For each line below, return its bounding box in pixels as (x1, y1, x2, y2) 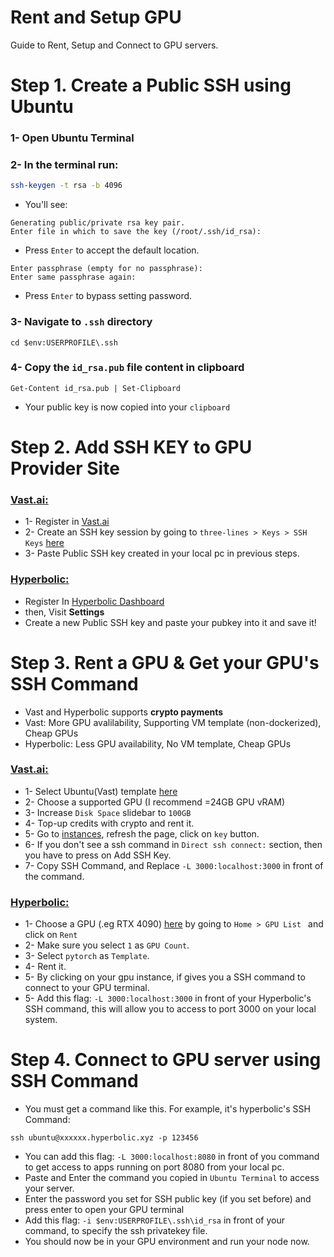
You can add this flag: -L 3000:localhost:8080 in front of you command (24, 1151, 320, 1163)
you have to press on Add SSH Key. (24, 849, 172, 861)
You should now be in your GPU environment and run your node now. (24, 1236, 310, 1248)
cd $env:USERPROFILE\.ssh (10, 337, 118, 348)
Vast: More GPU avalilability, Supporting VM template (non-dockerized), (24, 716, 322, 728)
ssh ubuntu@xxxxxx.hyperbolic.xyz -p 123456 (10, 1133, 199, 1143)
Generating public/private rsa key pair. (10, 218, 186, 228)
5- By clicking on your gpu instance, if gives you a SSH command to (24, 971, 306, 983)
